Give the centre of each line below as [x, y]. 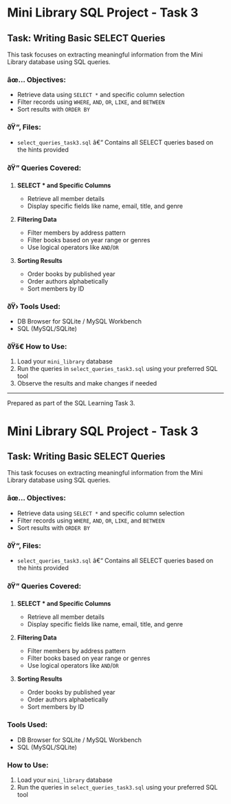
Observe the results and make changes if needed [87, 383]
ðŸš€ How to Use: [37, 347]
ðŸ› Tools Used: [34, 306]
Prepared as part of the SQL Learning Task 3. [71, 403]
